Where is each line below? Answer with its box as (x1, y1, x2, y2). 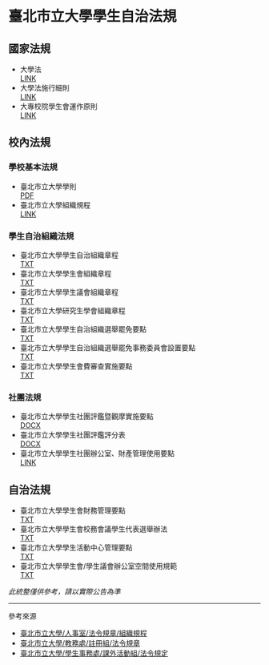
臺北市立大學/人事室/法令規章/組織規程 (19, 628, 147, 638)
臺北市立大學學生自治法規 (8, 7, 178, 26)
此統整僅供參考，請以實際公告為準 (8, 586, 121, 597)
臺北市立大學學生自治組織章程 (19, 250, 118, 260)
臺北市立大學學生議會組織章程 (19, 287, 118, 296)
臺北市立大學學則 (19, 181, 77, 191)
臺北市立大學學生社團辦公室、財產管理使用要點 (19, 449, 175, 458)
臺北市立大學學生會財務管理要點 (19, 506, 126, 515)
